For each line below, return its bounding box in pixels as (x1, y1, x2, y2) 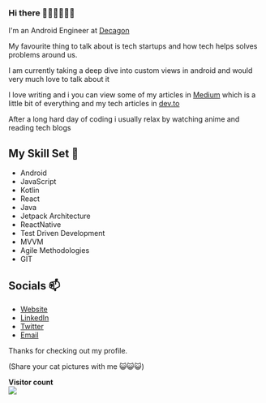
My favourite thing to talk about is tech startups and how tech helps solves (8, 41, 258, 51)
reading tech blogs (8, 123, 71, 133)
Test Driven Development (19, 229, 105, 238)
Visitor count (8, 377, 54, 387)
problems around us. (8, 50, 78, 60)
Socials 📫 (8, 279, 61, 293)
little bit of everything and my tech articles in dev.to (8, 99, 180, 109)
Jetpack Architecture (19, 211, 91, 221)
